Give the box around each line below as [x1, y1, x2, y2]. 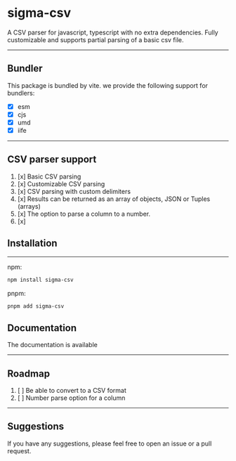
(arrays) [17, 202, 41, 210]
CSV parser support [7, 153, 97, 166]
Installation [7, 238, 58, 249]
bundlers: [7, 89, 35, 97]
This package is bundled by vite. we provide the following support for [7, 81, 209, 89]
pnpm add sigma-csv [7, 302, 65, 310]
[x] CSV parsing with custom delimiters [17, 187, 131, 195]
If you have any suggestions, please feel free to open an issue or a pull [7, 439, 212, 448]
